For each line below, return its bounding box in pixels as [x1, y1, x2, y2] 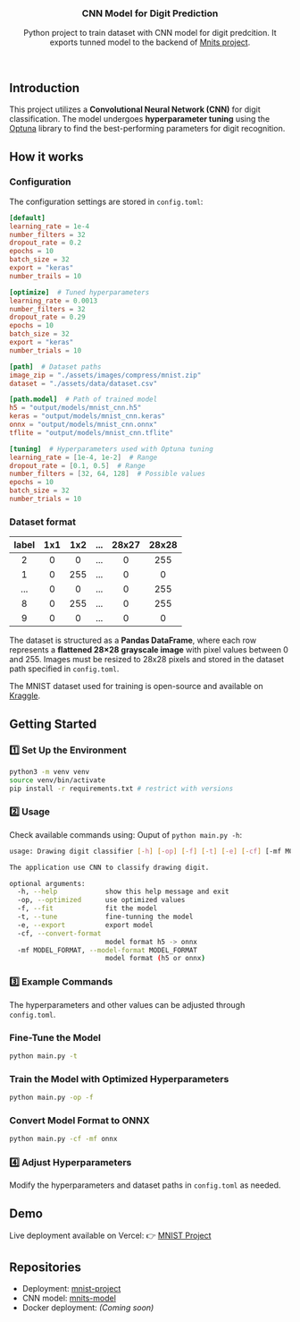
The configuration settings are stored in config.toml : [9, 196, 204, 207]
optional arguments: [9, 879, 87, 888]
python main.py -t [9, 1051, 78, 1061]
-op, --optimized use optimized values [17, 896, 186, 905]
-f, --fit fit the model [17, 904, 158, 913]
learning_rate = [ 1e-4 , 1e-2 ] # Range [9, 453, 158, 462]
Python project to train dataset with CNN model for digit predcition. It [23, 28, 277, 38]
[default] [9, 213, 46, 222]
